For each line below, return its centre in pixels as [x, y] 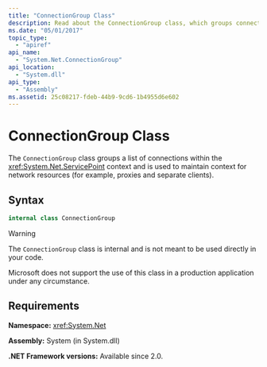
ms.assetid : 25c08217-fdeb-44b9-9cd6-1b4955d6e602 [94, 97]
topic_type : [28, 38]
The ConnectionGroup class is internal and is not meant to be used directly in [132, 249]
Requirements [44, 306]
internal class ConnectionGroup [62, 218]
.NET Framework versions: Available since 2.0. [86, 356]
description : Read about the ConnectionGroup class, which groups [120, 23]
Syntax [26, 200]
